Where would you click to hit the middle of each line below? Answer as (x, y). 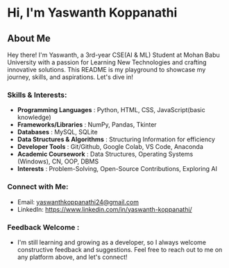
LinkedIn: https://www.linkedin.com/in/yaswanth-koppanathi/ (104, 209)
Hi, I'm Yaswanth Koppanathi (92, 13)
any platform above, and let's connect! (72, 257)
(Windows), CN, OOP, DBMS (58, 161)
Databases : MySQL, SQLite (58, 132)
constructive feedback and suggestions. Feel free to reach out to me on (120, 249)
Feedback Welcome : (43, 227)
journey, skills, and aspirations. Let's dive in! (70, 77)
